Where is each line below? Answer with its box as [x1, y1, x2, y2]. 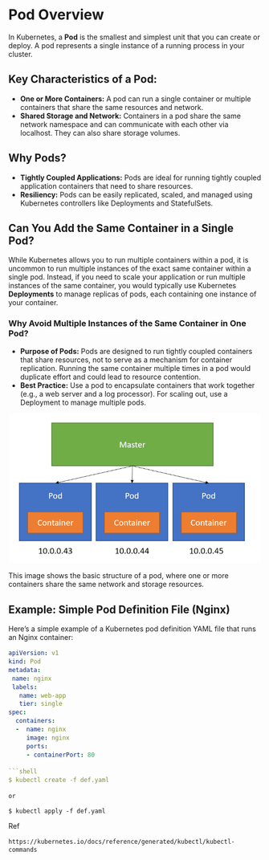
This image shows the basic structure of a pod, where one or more [8, 571, 229, 581]
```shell [8, 768, 38, 776]
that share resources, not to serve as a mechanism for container [19, 355, 233, 365]
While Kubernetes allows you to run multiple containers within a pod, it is [8, 255, 249, 265]
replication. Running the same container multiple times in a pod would [19, 363, 251, 373]
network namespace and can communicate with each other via [19, 119, 229, 129]
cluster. [8, 49, 34, 59]
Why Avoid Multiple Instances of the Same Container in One [8, 318, 247, 329]
